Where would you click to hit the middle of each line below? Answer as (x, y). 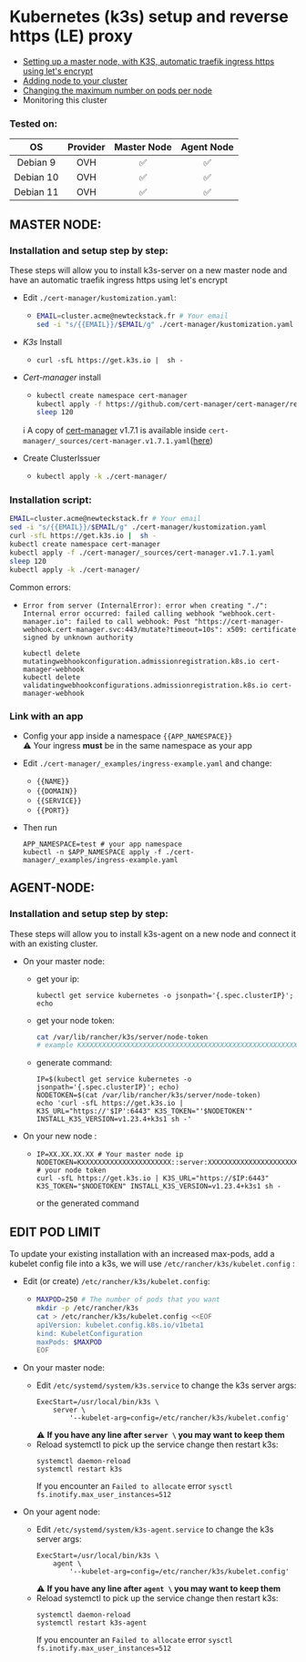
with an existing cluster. (54, 943)
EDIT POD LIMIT (55, 1232)
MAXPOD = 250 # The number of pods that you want (128, 1300)
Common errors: (40, 587)
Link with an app (46, 716)
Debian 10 (36, 178)
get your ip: (58, 979)
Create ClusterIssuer (61, 458)
